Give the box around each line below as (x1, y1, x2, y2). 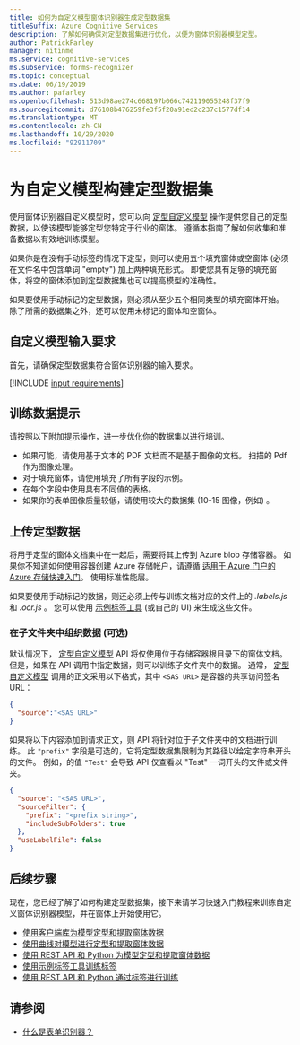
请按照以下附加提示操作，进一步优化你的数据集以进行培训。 (9, 431, 229, 442)
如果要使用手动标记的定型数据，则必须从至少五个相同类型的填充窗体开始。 (9, 293, 284, 305)
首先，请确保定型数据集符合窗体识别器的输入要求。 (9, 360, 198, 370)
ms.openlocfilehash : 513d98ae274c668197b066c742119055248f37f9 (9, 96, 251, 106)
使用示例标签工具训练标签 (21, 961, 117, 971)
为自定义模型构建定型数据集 (9, 179, 214, 200)
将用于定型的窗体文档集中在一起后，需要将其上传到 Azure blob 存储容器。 (9, 549, 282, 561)
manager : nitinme (9, 47, 74, 56)
